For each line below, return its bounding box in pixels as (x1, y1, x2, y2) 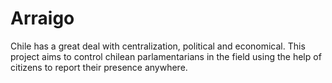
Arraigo (10, 7, 75, 30)
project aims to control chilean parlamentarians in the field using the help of (10, 50, 322, 62)
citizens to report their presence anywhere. (10, 61, 188, 73)
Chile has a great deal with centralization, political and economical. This (10, 40, 306, 52)
